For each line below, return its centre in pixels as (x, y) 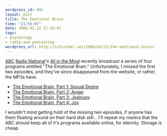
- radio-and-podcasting (30, 42)
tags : (11, 33)
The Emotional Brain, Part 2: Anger (48, 92)
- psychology (19, 38)
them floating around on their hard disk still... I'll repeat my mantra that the (81, 117)
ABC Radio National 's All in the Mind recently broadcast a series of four (79, 61)
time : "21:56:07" (23, 24)
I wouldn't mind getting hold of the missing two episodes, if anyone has (79, 112)
